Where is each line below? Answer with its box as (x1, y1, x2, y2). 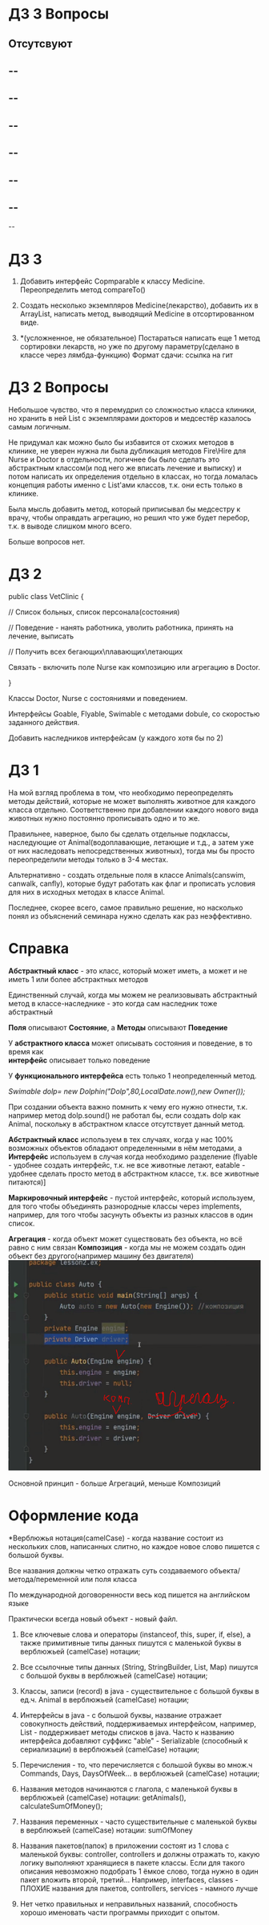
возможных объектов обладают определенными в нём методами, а (8, 1144, 243, 1153)
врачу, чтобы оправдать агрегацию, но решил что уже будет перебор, (8, 513, 251, 523)
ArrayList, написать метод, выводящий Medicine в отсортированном (19, 309, 255, 319)
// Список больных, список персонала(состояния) (8, 607, 180, 617)
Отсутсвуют (8, 37, 73, 51)
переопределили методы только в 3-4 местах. (8, 854, 169, 864)
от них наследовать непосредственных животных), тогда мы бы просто (8, 846, 255, 856)
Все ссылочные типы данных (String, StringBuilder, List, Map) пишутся (19, 1662, 259, 1671)
